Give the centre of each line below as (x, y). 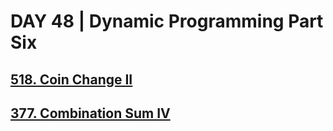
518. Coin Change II (71, 79)
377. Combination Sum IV (90, 113)
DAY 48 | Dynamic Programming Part (167, 21)
